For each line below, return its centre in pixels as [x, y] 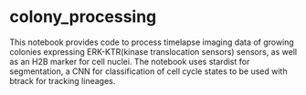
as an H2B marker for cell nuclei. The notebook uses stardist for [130, 61]
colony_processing [83, 17]
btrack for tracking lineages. [63, 80]
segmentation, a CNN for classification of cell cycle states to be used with [148, 71]
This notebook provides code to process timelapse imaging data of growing [152, 42]
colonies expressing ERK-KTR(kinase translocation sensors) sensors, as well [153, 51]
